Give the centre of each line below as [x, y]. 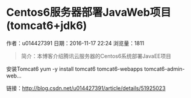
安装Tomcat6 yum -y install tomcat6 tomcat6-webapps [75, 69]
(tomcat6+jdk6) [47, 26]
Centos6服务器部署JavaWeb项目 [89, 12]
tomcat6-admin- [164, 69]
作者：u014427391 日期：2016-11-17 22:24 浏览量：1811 [75, 43]
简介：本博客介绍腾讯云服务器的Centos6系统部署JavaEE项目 [96, 56]
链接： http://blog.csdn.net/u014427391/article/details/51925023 [86, 88]
